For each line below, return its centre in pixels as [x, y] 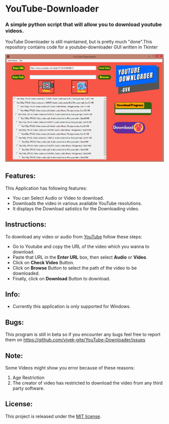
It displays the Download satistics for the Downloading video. [76, 208]
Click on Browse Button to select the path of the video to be [75, 268]
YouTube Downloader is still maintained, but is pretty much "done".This [79, 42]
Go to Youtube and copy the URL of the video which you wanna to [81, 246]
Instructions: [26, 225]
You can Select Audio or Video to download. [58, 198]
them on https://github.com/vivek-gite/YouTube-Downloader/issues [75, 340]
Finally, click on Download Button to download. [61, 278]
